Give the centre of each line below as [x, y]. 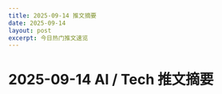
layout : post [30, 30]
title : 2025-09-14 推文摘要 [53, 16]
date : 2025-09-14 [37, 23]
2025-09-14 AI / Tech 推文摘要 [111, 80]
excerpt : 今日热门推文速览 [48, 38]
